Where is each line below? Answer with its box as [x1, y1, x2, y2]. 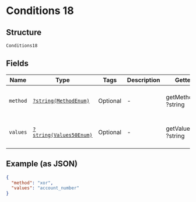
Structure [6, 27, 42, 37]
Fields [6, 58, 29, 68]
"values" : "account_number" [11, 185, 80, 191]
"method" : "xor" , [11, 180, 54, 186]
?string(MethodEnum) [33, 97, 90, 104]
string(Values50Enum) [33, 131, 93, 138]
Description [127, 76, 160, 84]
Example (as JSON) [6, 159, 78, 169]
